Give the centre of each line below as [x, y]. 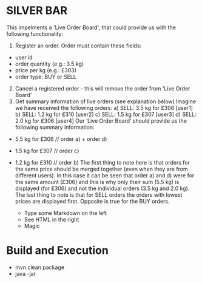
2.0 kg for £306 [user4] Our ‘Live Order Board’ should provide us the [101, 121]
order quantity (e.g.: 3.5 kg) [49, 64]
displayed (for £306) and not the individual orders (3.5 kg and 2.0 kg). [102, 188]
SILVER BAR [37, 11]
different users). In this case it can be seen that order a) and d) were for [105, 175]
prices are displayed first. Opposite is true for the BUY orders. [92, 201]
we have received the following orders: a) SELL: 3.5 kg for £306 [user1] [104, 107]
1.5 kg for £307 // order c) [47, 151]
